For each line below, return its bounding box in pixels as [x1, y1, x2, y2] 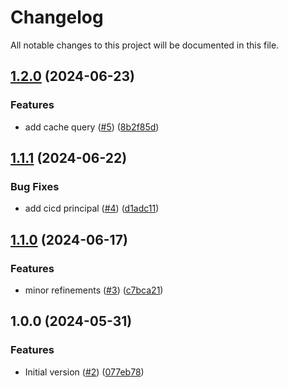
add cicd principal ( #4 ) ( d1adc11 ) [24, 202, 160, 215]
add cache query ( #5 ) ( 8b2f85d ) [24, 121, 160, 133]
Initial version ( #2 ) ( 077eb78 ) [24, 366, 145, 378]
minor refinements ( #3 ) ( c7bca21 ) [24, 284, 164, 296]
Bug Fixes [10, 179, 60, 193]
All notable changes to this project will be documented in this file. [10, 39, 280, 51]
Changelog [10, 6, 104, 29]
